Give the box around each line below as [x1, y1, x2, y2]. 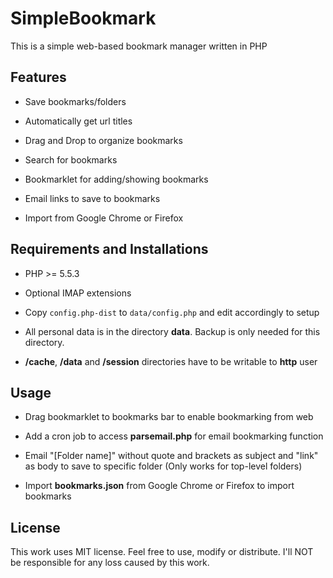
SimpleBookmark [10, 7, 157, 30]
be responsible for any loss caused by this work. [10, 557, 210, 569]
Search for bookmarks [24, 153, 118, 166]
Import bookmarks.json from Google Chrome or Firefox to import [24, 480, 295, 492]
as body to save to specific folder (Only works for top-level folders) [24, 460, 303, 472]
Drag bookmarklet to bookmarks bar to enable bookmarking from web [24, 411, 314, 423]
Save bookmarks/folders [24, 95, 127, 107]
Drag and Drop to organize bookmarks [24, 134, 183, 146]
